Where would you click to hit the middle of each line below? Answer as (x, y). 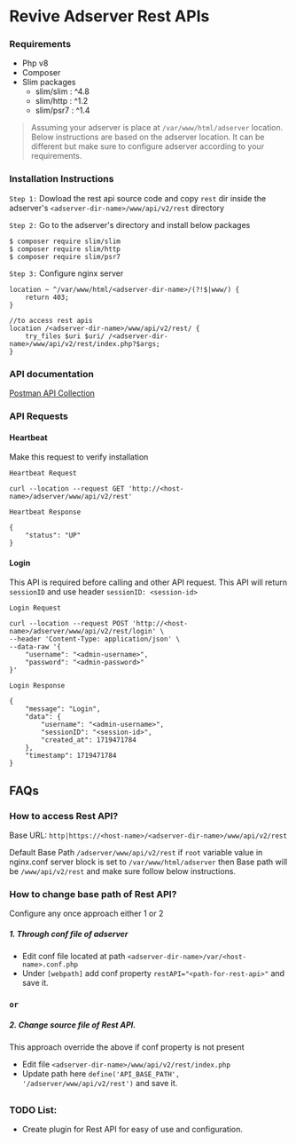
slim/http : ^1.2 (62, 101)
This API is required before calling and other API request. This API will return (148, 582)
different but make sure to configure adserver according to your (147, 146)
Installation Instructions (62, 179)
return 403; (47, 297)
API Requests (39, 416)
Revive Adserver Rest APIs (109, 16)
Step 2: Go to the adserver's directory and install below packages (130, 225)
